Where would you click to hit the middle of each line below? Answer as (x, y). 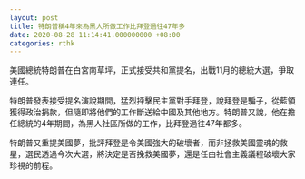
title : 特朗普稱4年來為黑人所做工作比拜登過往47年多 (98, 26)
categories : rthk (42, 43)
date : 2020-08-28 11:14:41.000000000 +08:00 (95, 35)
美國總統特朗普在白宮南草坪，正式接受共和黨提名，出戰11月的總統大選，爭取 (152, 70)
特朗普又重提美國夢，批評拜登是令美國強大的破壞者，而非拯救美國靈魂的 (144, 143)
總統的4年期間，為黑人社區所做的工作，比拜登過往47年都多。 (132, 124)
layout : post (34, 18)
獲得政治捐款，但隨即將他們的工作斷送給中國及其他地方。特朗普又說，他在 (148, 112)
